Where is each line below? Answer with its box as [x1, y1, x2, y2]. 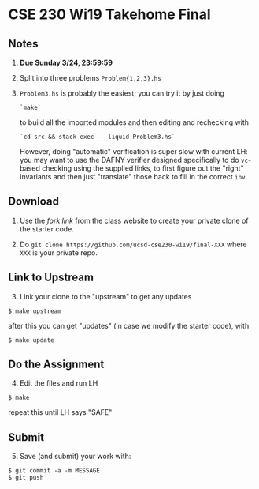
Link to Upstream [8, 271, 94, 284]
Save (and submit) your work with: [19, 452, 131, 461]
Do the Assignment [8, 358, 105, 371]
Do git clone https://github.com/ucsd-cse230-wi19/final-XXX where [19, 239, 248, 249]
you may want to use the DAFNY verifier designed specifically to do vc [19, 156, 249, 164]
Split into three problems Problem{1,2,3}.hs [19, 73, 161, 82]
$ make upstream [8, 307, 61, 315]
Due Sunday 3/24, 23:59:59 [19, 58, 113, 67]
